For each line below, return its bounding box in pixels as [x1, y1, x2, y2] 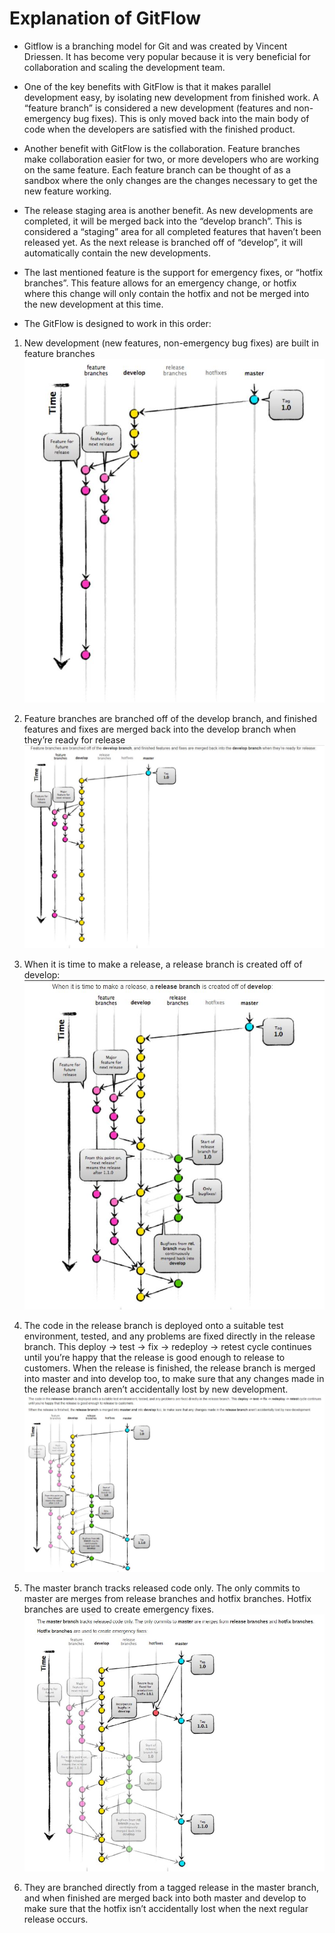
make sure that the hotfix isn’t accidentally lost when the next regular [23, 1902, 309, 1914]
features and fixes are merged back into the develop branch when [23, 723, 297, 736]
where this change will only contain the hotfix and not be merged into [23, 287, 310, 299]
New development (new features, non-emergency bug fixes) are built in [23, 337, 319, 349]
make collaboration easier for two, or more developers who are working [23, 153, 319, 165]
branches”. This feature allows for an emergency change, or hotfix [23, 277, 297, 289]
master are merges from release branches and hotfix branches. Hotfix [23, 1593, 312, 1605]
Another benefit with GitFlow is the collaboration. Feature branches [23, 142, 301, 154]
